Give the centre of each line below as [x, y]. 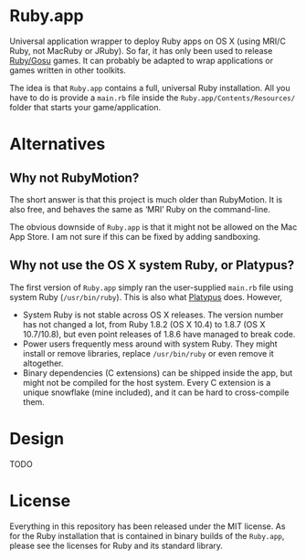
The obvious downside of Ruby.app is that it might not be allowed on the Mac [153, 227]
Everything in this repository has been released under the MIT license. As [148, 526]
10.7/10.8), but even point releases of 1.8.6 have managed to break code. [159, 334]
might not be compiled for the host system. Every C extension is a [147, 382]
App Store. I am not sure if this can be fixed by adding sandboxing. [135, 236]
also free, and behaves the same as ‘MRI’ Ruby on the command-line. [140, 209]
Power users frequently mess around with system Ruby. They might [150, 344]
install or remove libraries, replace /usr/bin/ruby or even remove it [148, 353]
